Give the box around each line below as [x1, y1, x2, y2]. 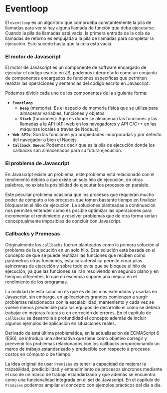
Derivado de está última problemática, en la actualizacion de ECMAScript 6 [5, 330, 160, 336]
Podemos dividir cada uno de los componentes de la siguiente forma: [5, 90, 148, 96]
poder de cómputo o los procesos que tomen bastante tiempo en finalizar [5, 196, 157, 202]
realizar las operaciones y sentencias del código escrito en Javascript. [5, 80, 150, 86]
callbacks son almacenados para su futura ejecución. [12, 148, 122, 154]
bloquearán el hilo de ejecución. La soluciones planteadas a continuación [5, 202, 156, 208]
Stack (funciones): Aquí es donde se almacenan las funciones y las [19, 116, 158, 122]
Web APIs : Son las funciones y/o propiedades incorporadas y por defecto [12, 132, 162, 138]
